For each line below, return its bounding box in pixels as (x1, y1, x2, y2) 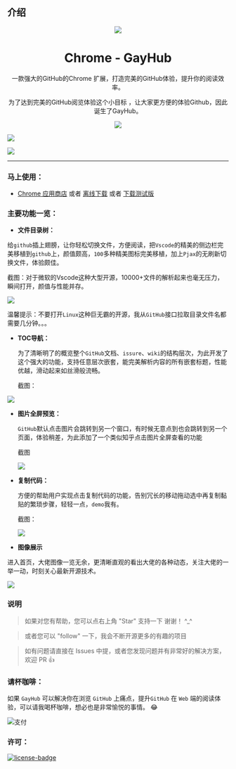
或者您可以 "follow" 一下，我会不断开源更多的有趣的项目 (24, 631, 188, 640)
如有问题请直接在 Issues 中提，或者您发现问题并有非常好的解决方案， (24, 646, 226, 655)
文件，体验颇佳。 (13, 259, 63, 267)
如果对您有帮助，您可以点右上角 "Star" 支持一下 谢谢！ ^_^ (24, 616, 193, 625)
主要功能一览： (7, 208, 58, 218)
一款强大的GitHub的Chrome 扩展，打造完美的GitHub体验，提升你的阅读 (11, 74, 218, 82)
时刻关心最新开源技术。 (31, 567, 100, 575)
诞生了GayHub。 (93, 106, 143, 115)
